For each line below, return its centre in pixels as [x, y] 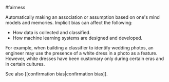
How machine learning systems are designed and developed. [78, 38]
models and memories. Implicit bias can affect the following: [69, 23]
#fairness [15, 7]
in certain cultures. [25, 64]
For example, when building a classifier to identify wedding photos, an [80, 48]
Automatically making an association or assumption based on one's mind [83, 17]
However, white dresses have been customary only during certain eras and [85, 59]
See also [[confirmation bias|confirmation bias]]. [57, 74]
